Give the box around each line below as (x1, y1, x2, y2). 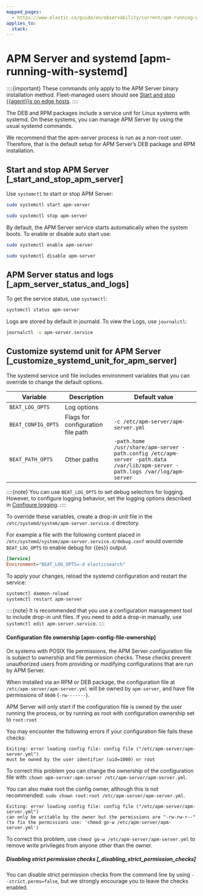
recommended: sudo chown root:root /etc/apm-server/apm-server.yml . (6, 792, 185, 799)
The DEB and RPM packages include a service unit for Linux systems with (6, 110, 190, 117)
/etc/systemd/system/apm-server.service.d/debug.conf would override (6, 537, 183, 544)
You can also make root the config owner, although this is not (6, 785, 159, 792)
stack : (11, 25, 28, 32)
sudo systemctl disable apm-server (6, 253, 96, 259)
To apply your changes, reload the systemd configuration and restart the (6, 572, 187, 580)
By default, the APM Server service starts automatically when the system (6, 224, 188, 231)
